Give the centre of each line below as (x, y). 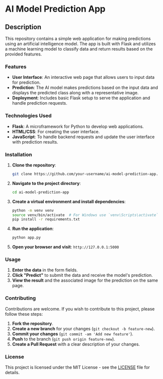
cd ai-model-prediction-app (40, 192)
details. (12, 373)
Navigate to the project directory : (46, 183)
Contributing (20, 298)
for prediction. (26, 82)
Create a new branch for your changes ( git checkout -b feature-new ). (83, 328)
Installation (19, 154)
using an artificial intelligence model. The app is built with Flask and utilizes (81, 44)
